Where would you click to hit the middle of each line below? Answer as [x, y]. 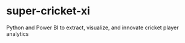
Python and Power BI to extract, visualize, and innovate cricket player [92, 27]
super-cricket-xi [48, 11]
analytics [18, 33]
